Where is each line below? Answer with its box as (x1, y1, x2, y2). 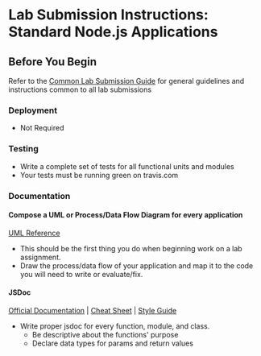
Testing (8, 143, 39, 155)
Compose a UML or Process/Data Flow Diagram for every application (8, 210, 243, 220)
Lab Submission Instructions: (8, 6, 209, 24)
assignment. (19, 252, 61, 262)
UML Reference (8, 228, 60, 238)
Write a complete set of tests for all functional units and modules (19, 161, 235, 171)
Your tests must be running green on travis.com (19, 170, 179, 180)
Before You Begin (8, 55, 97, 68)
